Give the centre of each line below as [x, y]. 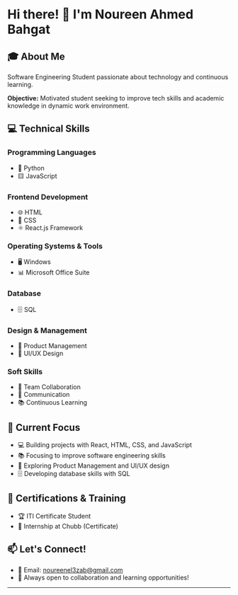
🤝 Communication [44, 395]
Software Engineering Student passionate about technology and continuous [118, 77]
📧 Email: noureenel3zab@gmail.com [70, 570]
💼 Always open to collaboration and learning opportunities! [103, 577]
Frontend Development [48, 197]
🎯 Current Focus [44, 427]
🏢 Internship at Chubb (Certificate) [68, 526]
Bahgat [29, 29]
